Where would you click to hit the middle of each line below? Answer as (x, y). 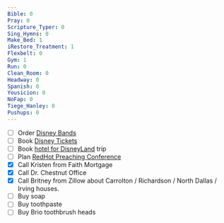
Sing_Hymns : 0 (28, 34)
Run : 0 (17, 67)
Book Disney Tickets (47, 141)
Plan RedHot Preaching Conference (69, 156)
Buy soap (31, 196)
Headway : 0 (23, 80)
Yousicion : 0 (26, 93)
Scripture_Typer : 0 (36, 27)
